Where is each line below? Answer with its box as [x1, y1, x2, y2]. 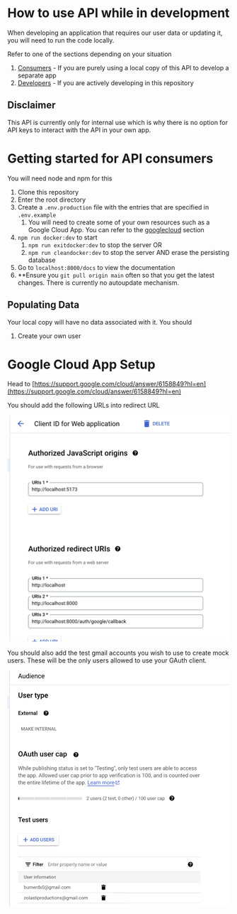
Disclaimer [7, 99, 56, 111]
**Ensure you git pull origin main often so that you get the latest [17, 271, 214, 279]
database [28, 256, 56, 264]
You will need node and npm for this [7, 174, 112, 183]
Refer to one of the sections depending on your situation [7, 50, 172, 58]
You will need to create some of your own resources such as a [28, 218, 210, 227]
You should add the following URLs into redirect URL [7, 401, 161, 410]
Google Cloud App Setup [7, 357, 156, 372]
